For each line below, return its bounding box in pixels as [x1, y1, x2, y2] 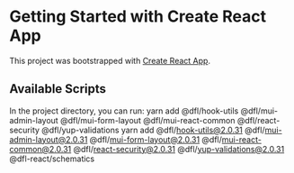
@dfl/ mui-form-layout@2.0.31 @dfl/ [89, 133, 223, 145]
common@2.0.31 [9, 143, 72, 154]
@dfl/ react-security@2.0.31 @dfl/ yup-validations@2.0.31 [73, 143, 285, 154]
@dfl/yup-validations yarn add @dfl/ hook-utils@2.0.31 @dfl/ [41, 124, 265, 135]
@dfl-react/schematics [9, 153, 95, 164]
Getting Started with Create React [9, 6, 267, 27]
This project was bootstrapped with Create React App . [9, 55, 211, 66]
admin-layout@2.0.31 [9, 133, 88, 145]
